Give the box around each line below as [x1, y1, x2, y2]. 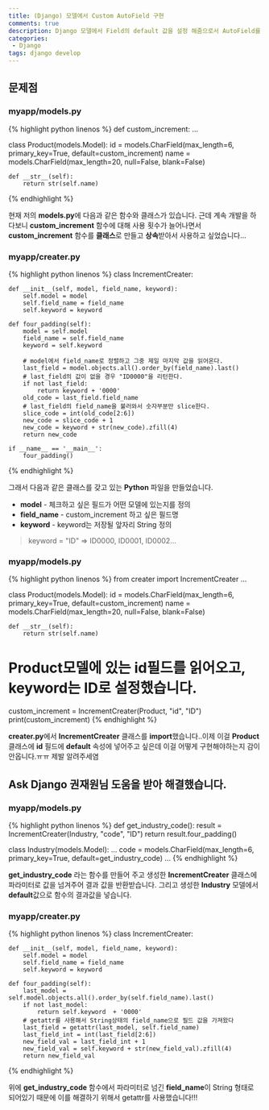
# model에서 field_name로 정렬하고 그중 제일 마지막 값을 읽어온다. [23, 356, 224, 365]
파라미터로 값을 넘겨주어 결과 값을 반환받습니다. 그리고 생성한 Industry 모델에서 [8, 879, 259, 889]
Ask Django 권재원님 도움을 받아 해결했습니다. [8, 777, 227, 791]
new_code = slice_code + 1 [23, 416, 114, 424]
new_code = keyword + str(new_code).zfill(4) [23, 423, 179, 431]
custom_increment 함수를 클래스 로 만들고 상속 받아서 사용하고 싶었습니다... [8, 231, 247, 240]
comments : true [8, 19, 60, 27]
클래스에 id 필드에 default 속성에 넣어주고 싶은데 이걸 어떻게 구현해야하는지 [8, 742, 246, 751]
